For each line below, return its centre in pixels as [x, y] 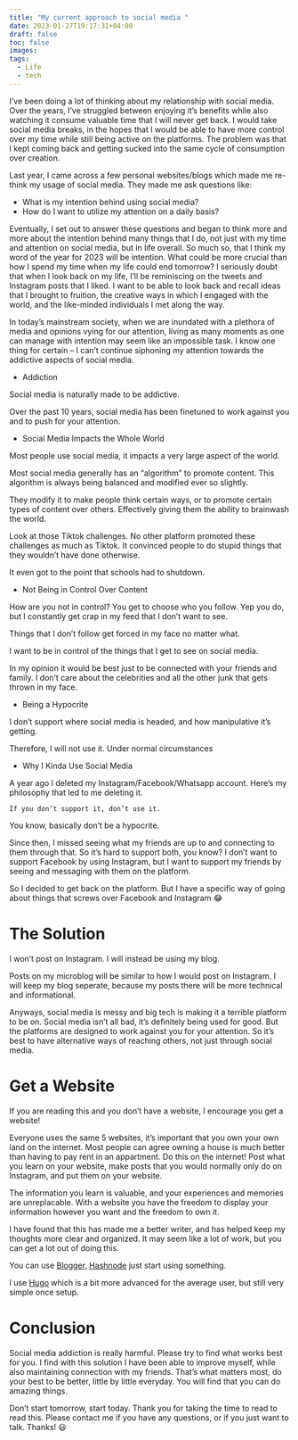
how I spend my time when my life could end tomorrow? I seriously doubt [144, 266]
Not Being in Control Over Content [85, 589]
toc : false [29, 42]
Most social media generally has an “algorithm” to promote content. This [142, 473]
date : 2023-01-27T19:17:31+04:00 [71, 26]
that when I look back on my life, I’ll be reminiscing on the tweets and [136, 276]
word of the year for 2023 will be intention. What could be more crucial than [148, 257]
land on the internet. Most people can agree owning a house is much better [147, 1146]
